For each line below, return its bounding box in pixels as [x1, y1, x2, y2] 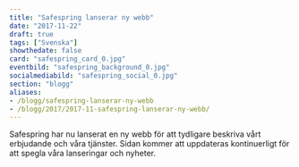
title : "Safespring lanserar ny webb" [9, 13, 154, 22]
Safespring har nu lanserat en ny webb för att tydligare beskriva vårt [9, 129, 261, 139]
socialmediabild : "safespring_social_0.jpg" [9, 71, 178, 80]
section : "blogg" [9, 79, 74, 88]
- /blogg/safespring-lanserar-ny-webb [9, 96, 154, 105]
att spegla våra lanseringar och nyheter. [9, 148, 157, 159]
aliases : [9, 88, 42, 96]
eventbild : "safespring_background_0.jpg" [9, 63, 170, 72]
